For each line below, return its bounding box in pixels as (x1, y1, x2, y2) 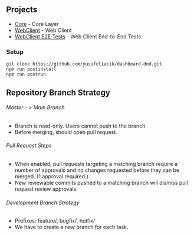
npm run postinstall (6, 66, 57, 73)
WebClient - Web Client (14, 27, 72, 34)
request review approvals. (14, 185, 78, 192)
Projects (6, 5, 38, 15)
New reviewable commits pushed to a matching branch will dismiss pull (14, 179, 189, 186)
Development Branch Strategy (6, 199, 80, 206)
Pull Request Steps (6, 142, 52, 149)
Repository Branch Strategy (6, 87, 111, 97)
